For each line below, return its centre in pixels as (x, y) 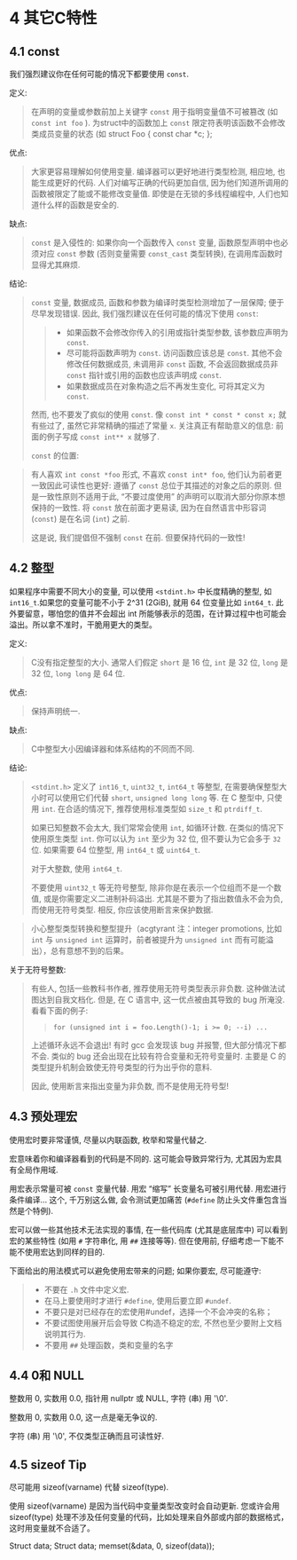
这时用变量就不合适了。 (52, 1528)
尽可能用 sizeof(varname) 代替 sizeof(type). (89, 1487)
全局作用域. (38, 1170)
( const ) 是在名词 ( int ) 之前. (80, 519)
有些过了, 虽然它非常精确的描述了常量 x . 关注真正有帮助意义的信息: (152, 425)
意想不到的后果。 (97, 950)
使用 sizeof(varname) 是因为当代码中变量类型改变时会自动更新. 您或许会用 (145, 1506)
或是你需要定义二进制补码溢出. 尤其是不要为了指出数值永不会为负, (163, 898)
